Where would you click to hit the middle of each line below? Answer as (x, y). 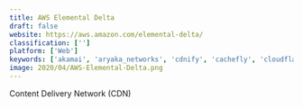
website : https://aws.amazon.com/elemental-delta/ (106, 34)
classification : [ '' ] (50, 43)
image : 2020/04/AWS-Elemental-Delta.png (87, 68)
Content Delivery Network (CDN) (70, 93)
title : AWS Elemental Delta (62, 18)
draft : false (34, 26)
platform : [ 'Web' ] (44, 51)
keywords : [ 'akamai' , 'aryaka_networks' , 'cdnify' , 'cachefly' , (133, 59)
